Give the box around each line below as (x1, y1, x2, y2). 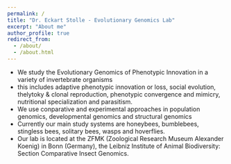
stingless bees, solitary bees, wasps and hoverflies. (17, 126, 165, 136)
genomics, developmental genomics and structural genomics (17, 112, 192, 120)
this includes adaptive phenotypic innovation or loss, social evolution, (17, 83, 216, 91)
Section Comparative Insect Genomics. (17, 149, 130, 157)
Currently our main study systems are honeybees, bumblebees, (17, 120, 199, 128)
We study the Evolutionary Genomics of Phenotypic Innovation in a (17, 67, 209, 76)
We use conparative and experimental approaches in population (17, 105, 200, 113)
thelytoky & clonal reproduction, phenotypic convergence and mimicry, (17, 90, 221, 98)
